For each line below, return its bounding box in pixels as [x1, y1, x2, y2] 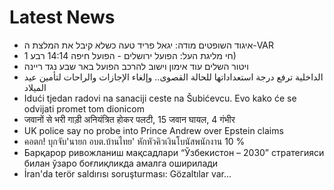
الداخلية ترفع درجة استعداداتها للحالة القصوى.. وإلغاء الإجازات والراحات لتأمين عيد [23, 71, 324, 83]
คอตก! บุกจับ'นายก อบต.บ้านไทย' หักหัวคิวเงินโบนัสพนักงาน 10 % [23, 135, 246, 147]
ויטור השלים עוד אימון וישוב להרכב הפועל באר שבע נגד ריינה [23, 60, 249, 72]
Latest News [9, 6, 116, 29]
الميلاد [23, 81, 47, 93]
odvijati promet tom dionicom [23, 102, 145, 115]
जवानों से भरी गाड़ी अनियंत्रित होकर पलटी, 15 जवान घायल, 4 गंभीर [23, 113, 236, 125]
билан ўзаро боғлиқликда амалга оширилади [23, 157, 219, 169]
